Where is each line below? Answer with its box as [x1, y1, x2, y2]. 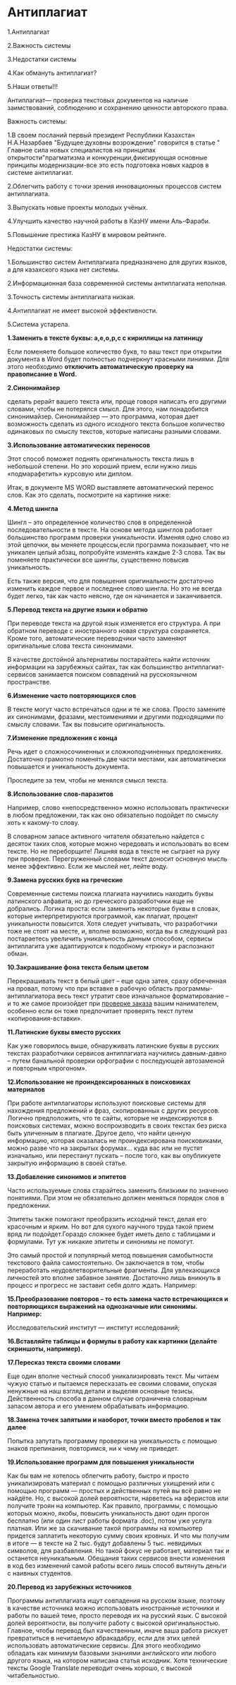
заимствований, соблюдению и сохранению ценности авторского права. [7, 103, 229, 111]
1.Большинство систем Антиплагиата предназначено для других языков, [7, 258, 228, 266]
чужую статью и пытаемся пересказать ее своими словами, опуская [7, 1379, 217, 1387]
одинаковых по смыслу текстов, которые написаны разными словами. [7, 427, 222, 435]
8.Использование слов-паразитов [7, 790, 114, 798]
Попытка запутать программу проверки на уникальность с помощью [7, 1437, 218, 1445]
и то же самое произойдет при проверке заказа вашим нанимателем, [7, 999, 219, 1008]
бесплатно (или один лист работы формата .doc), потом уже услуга [7, 1516, 212, 1525]
